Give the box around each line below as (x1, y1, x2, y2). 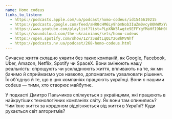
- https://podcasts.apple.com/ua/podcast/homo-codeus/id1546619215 (10, 17, 157, 22)
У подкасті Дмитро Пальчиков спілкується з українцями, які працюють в (5, 91, 166, 98)
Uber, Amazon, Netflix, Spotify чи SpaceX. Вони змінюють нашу (5, 60, 142, 66)
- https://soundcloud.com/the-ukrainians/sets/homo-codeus (10, 31, 139, 36)
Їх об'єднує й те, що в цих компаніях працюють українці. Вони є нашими (5, 76, 165, 82)
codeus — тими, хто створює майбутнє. (5, 82, 93, 88)
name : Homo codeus (5, 7, 45, 13)
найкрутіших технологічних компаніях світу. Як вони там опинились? (5, 97, 157, 103)
